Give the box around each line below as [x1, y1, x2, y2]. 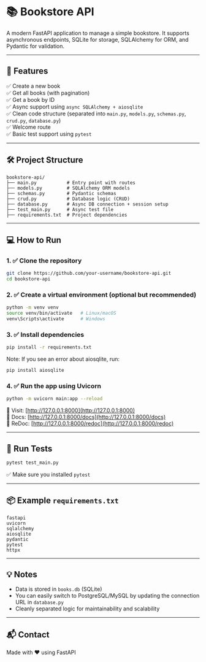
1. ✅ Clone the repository [6, 256, 82, 264]
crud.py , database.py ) [6, 117, 61, 124]
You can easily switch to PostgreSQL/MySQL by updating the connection [15, 592, 200, 599]
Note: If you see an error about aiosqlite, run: [6, 355, 120, 363]
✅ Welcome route [6, 123, 51, 131]
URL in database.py [15, 599, 64, 606]
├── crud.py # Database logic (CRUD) [6, 196, 131, 202]
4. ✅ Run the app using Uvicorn [6, 382, 101, 390]
